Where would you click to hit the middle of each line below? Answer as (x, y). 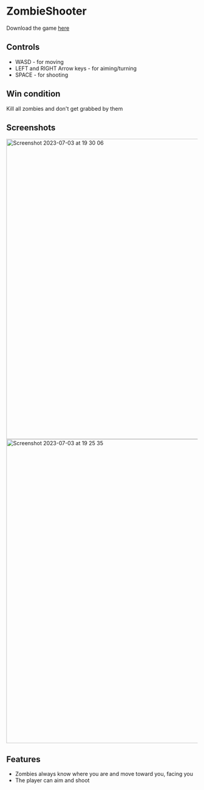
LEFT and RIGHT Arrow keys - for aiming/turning (76, 68)
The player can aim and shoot (52, 780)
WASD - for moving (39, 61)
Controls (23, 47)
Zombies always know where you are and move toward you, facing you (104, 774)
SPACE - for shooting (42, 75)
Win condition (33, 94)
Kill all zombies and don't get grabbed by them (65, 108)
